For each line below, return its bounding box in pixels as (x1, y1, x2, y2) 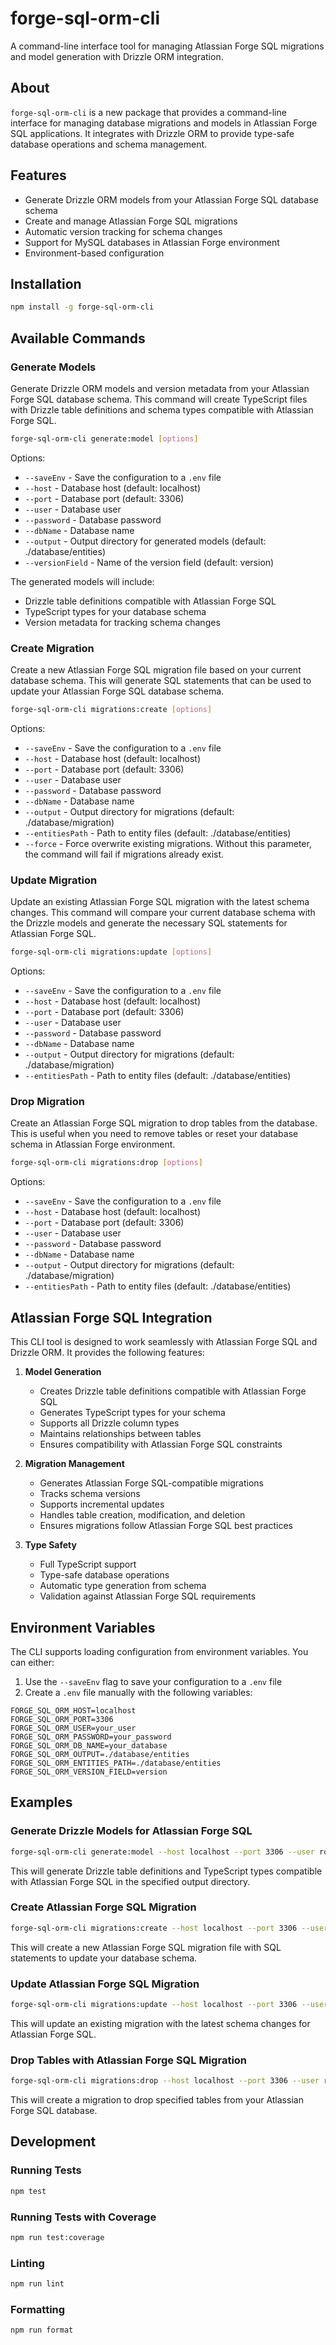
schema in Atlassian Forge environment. (10, 1138, 176, 1151)
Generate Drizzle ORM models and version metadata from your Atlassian (10, 382, 310, 394)
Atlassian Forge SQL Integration (10, 1309, 213, 1326)
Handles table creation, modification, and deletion (39, 1509, 246, 1521)
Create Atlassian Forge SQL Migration (10, 1900, 197, 1914)
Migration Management (24, 1458, 125, 1470)
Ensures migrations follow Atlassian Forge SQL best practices (39, 1520, 293, 1532)
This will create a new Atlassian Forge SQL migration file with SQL (10, 1941, 282, 1953)
